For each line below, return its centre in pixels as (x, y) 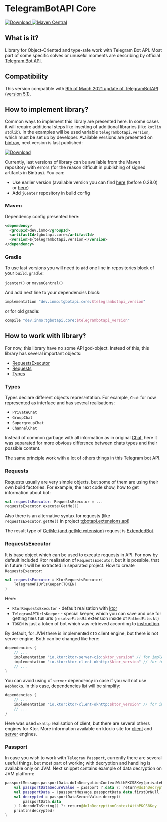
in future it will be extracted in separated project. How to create (70, 565)
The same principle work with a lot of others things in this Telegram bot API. (83, 458)
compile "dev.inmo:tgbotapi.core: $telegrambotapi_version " (68, 320)
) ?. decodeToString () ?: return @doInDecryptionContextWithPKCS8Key (85, 806)
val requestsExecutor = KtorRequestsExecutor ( (54, 580)
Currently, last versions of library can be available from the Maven (73, 162)
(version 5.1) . (18, 94)
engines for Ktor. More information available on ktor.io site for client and (79, 728)
